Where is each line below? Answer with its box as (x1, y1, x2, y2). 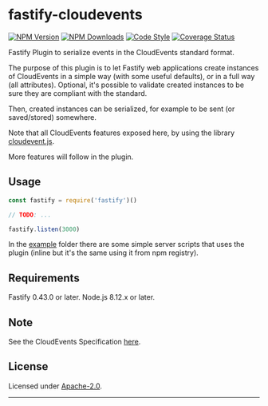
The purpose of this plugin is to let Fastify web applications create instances (8, 62, 259, 73)
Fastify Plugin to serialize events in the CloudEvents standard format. (8, 47, 235, 57)
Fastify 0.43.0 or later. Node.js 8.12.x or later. (8, 293, 156, 302)
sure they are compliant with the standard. (8, 88, 148, 98)
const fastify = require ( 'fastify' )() (8, 196, 137, 205)
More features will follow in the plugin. (8, 152, 134, 161)
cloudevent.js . (8, 136, 54, 145)
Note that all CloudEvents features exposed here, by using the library (8, 128, 235, 137)
